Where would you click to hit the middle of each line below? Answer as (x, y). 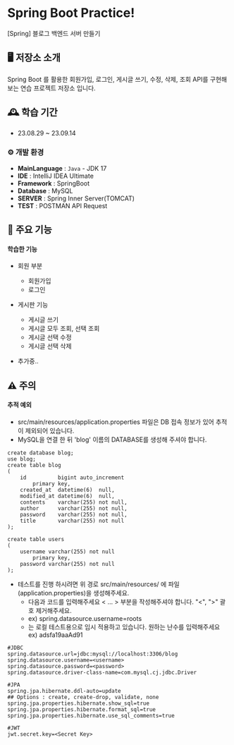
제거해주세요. (54, 611)
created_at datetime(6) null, (67, 490)
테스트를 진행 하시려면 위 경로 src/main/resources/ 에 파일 (98, 584)
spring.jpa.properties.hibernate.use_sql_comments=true (91, 716)
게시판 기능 (33, 305)
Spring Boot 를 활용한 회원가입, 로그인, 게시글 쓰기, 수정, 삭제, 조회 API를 (108, 79)
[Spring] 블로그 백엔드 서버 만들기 (54, 33)
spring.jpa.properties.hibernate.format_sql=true (82, 710)
